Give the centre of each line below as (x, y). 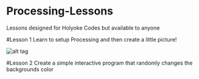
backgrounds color (30, 69)
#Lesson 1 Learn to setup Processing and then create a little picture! (92, 39)
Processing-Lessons (60, 11)
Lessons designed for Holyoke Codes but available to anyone (83, 28)
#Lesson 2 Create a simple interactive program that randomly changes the (100, 63)
